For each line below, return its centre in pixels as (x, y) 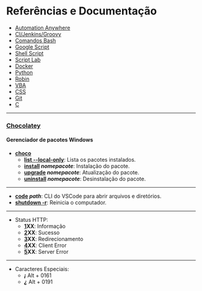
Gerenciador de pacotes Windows (50, 140)
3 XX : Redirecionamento (54, 239)
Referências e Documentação (82, 11)
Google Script (32, 47)
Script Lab (28, 60)
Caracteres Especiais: (42, 269)
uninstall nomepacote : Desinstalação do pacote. (85, 179)
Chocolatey (23, 126)
